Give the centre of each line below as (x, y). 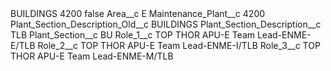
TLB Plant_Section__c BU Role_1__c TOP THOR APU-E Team (133, 35)
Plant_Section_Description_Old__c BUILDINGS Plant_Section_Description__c (166, 24)
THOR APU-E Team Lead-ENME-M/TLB (92, 56)
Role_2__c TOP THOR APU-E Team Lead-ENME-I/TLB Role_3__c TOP (179, 45)
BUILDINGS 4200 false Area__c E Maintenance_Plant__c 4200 (138, 13)
